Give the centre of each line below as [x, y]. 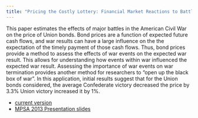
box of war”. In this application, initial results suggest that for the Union [92, 78]
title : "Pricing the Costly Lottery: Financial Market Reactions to [92, 12]
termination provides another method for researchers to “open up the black [97, 72]
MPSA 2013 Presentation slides [52, 109]
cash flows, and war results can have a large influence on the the [85, 41]
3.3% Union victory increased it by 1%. [53, 91]
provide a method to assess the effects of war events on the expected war [96, 53]
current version [33, 102]
